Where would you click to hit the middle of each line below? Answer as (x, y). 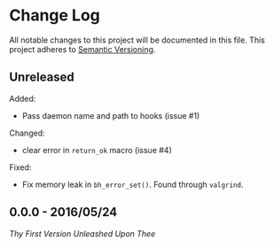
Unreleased (42, 77)
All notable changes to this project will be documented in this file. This (137, 40)
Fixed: (20, 167)
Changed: (27, 133)
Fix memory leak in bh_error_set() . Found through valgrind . (133, 184)
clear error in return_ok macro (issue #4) (97, 150)
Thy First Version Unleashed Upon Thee (82, 233)
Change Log (55, 15)
